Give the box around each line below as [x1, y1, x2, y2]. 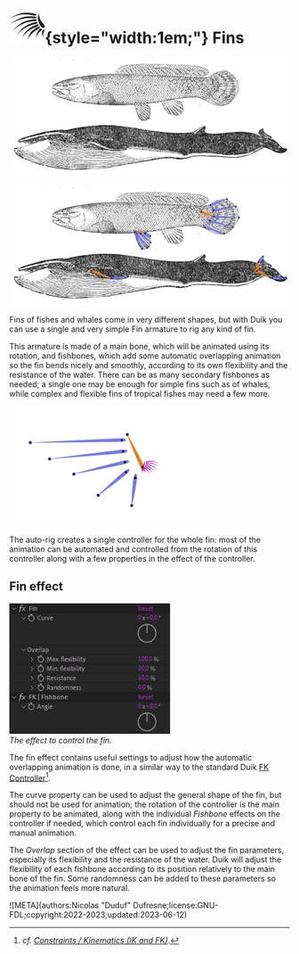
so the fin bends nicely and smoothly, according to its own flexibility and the [9, 359, 288, 370]
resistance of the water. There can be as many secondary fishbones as [9, 369, 270, 380]
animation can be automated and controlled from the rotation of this [9, 543, 258, 555]
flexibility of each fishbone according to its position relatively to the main [9, 864, 276, 875]
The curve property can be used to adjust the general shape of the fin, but [9, 790, 282, 801]
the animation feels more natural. [9, 883, 131, 893]
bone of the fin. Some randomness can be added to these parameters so [9, 873, 277, 884]
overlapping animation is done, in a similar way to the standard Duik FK [9, 761, 270, 772]
